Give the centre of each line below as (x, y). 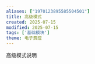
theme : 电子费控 (24, 38)
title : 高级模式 (24, 17)
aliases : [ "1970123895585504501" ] (48, 11)
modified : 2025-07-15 (32, 27)
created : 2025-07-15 (31, 22)
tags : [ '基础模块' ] (28, 33)
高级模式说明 (21, 55)
